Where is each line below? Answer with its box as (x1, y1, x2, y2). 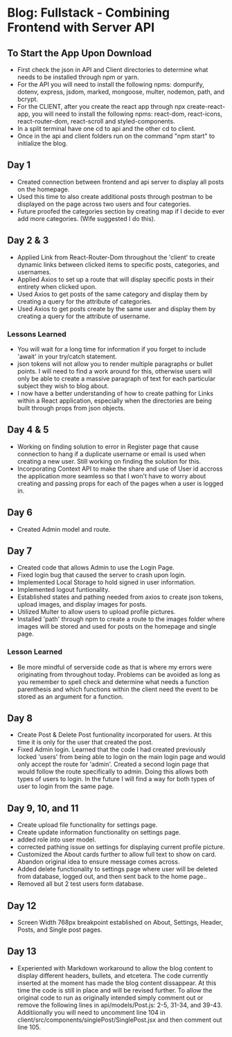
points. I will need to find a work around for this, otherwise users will (17, 367, 213, 375)
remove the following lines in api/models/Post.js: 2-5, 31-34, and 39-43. (17, 1000, 223, 1009)
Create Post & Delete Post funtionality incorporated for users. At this (17, 731, 213, 739)
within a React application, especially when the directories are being (17, 397, 213, 405)
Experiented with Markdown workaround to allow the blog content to (17, 964, 213, 972)
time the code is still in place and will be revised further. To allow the (17, 986, 213, 994)
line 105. (17, 1022, 42, 1031)
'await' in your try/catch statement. (17, 352, 118, 360)
